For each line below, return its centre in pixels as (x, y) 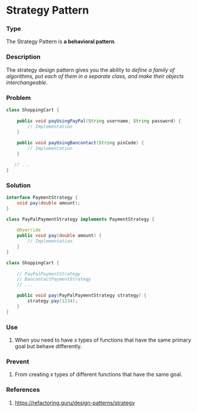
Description (23, 57)
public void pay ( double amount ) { (59, 236)
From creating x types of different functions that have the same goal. (98, 374)
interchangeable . (27, 82)
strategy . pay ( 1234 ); (53, 301)
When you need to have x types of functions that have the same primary (103, 340)
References (23, 390)
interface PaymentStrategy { (42, 197)
